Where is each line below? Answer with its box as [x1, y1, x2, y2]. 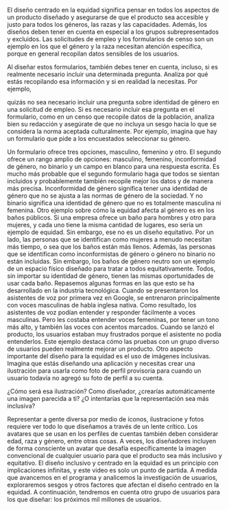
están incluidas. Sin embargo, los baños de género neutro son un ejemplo [7, 257, 215, 265]
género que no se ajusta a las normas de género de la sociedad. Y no [7, 192, 204, 200]
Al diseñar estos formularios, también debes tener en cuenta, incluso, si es [7, 63, 218, 71]
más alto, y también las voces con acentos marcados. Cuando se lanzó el [7, 323, 215, 331]
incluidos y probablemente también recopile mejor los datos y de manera [7, 177, 214, 185]
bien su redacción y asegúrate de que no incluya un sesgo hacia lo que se [7, 120, 217, 128]
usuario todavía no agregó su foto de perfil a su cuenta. [7, 374, 165, 382]
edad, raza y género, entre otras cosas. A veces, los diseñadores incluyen [7, 437, 217, 445]
